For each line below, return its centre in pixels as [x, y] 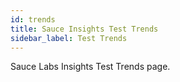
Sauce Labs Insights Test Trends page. [90, 67]
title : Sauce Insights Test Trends [84, 29]
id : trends [33, 19]
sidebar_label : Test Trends [69, 38]
